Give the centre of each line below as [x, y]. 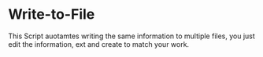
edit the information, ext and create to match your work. [99, 44]
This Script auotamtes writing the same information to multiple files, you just [132, 36]
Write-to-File [52, 14]
